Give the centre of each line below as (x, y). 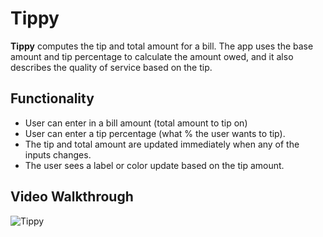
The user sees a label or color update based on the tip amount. (154, 165)
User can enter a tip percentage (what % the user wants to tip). (155, 133)
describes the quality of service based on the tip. (111, 67)
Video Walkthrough (72, 197)
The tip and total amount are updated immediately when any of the (162, 144)
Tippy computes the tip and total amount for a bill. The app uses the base (162, 46)
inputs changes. (58, 154)
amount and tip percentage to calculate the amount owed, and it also (152, 56)
